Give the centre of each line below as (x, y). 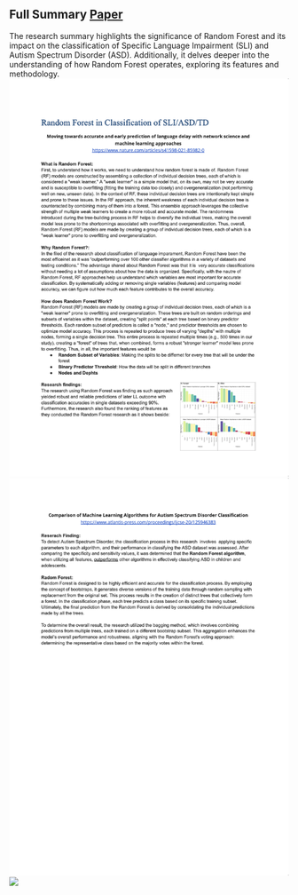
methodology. (35, 74)
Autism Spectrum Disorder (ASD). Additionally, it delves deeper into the (139, 55)
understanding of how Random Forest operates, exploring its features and (144, 64)
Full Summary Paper (66, 15)
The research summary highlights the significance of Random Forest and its (148, 36)
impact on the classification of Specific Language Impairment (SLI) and (139, 45)
